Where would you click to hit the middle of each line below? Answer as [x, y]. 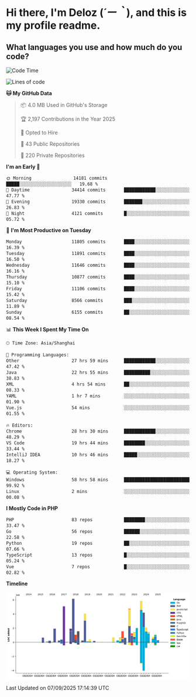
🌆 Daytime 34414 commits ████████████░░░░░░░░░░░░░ [98, 190]
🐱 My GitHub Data [29, 93]
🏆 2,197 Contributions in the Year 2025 [68, 119]
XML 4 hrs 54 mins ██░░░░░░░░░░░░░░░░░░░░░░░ [98, 384]
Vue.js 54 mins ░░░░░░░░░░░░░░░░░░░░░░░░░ [98, 408]
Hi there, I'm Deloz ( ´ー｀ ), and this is [97, 13]
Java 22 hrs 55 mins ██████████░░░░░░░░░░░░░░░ [98, 373]
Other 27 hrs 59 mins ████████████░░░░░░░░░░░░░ [98, 361]
